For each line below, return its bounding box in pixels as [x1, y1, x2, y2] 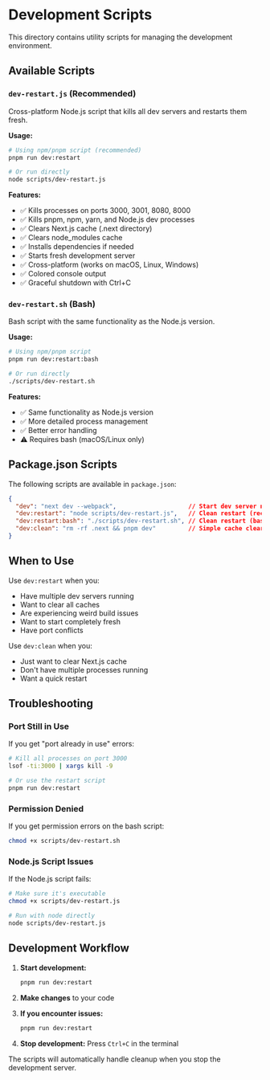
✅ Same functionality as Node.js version [19, 407, 154, 417]
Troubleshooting [8, 697, 94, 710]
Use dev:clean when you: [8, 640, 92, 650]
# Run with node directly [8, 912, 95, 920]
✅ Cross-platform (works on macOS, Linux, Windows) [19, 260, 199, 270]
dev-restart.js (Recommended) [8, 88, 137, 100]
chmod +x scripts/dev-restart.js [8, 898, 121, 906]
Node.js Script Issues [8, 856, 94, 867]
